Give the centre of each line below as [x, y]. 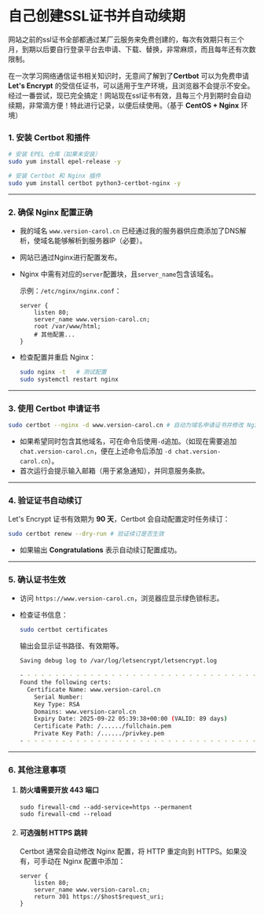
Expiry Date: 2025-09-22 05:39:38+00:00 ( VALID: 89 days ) [131, 719]
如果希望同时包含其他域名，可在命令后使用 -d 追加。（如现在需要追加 [128, 441]
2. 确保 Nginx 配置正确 [50, 212]
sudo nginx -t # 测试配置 [63, 372]
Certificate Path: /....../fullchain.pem [103, 726]
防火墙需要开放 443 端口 [59, 790]
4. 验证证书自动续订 [45, 500]
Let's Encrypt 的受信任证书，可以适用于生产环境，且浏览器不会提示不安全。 [131, 85]
